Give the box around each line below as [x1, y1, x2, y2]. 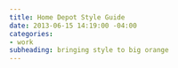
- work [9, 37, 34, 47]
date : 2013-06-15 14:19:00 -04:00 [9, 21, 138, 30]
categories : [9, 29, 53, 38]
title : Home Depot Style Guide [9, 12, 125, 22]
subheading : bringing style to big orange [9, 46, 169, 55]
